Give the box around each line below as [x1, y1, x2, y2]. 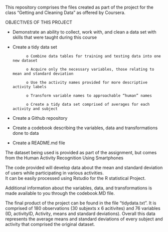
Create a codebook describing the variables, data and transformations [12, 125, 158, 131]
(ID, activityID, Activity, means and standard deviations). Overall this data [5, 210, 155, 216]
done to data [12, 130, 39, 136]
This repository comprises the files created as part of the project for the [5, 5, 154, 10]
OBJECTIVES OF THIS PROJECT [5, 20, 73, 25]
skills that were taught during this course [12, 35, 97, 40]
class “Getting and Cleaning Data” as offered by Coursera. [5, 10, 126, 16]
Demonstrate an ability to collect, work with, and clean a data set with [12, 29, 156, 35]
